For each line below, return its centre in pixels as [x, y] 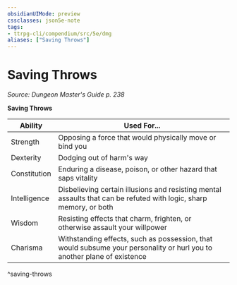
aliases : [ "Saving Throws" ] [49, 40]
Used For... [142, 126]
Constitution [31, 174]
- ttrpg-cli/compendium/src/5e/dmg [60, 34]
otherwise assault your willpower [113, 228]
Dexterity [26, 158]
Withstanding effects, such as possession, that [135, 239]
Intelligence [30, 198]
